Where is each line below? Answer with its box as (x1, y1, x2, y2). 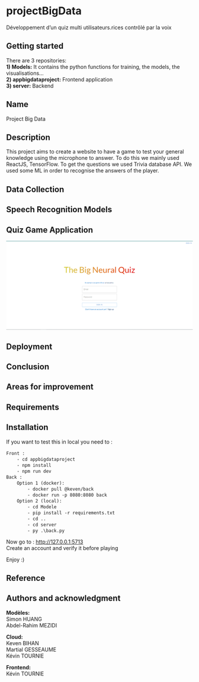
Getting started (6, 41, 64, 51)
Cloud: (6, 633, 23, 640)
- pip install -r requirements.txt (27, 510, 115, 516)
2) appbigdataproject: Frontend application (6, 76, 113, 83)
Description (6, 132, 50, 142)
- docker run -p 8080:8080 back (27, 492, 108, 498)
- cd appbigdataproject (17, 456, 76, 462)
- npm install (17, 462, 52, 468)
